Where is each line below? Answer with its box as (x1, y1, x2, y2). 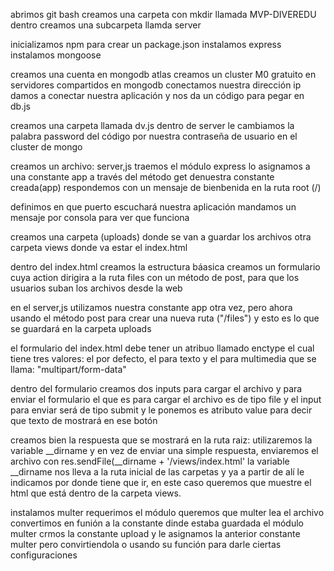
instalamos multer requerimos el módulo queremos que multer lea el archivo (10, 507, 325, 518)
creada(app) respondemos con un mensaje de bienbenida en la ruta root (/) (10, 182, 322, 193)
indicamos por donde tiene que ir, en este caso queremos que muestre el (10, 477, 312, 488)
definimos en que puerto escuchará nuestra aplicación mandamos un (10, 201, 297, 213)
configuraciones (10, 549, 78, 561)
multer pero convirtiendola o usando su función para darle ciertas (10, 539, 282, 550)
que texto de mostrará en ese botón (10, 415, 158, 426)
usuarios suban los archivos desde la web (10, 282, 183, 294)
